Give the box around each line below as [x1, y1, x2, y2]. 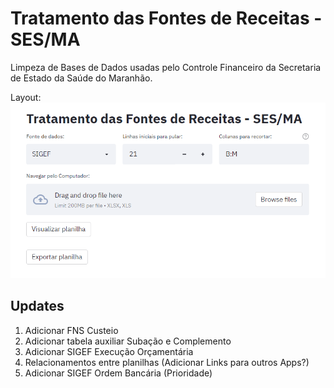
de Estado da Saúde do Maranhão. [10, 72, 153, 84]
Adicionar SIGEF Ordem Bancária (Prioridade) [24, 367, 213, 379]
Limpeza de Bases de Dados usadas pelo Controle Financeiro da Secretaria [10, 61, 322, 73]
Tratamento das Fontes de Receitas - [10, 7, 323, 30]
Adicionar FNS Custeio [24, 324, 119, 336]
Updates [10, 298, 65, 315]
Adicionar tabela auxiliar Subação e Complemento [24, 335, 232, 347]
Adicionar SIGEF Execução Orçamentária [24, 345, 194, 357]
